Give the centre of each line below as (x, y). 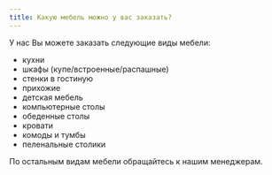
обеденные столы (56, 116)
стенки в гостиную (58, 78)
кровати (38, 126)
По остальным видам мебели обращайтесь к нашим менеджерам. (136, 161)
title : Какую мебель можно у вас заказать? (91, 17)
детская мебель (53, 97)
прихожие (41, 87)
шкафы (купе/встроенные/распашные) (96, 69)
